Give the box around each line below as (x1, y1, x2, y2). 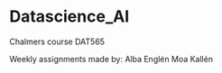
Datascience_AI (9, 6, 130, 27)
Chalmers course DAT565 (9, 36, 106, 47)
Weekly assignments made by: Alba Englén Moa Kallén (9, 53, 214, 64)
